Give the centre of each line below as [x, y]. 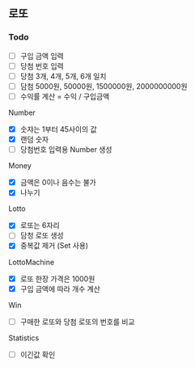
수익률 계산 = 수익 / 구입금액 [65, 96]
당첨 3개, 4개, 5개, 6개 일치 [63, 76]
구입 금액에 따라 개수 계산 [60, 289]
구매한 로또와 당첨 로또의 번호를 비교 [77, 322]
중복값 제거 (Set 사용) [54, 246]
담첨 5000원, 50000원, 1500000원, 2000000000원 [104, 86]
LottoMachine [32, 262]
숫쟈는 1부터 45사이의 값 [58, 129]
